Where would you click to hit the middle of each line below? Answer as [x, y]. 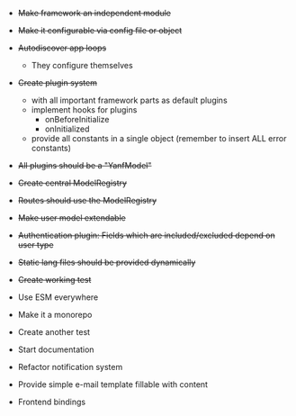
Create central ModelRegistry [72, 183]
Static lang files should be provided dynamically [107, 262]
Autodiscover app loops [62, 48]
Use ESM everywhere [58, 297]
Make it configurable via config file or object [100, 30]
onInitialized [67, 129]
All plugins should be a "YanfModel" [85, 165]
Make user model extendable [72, 218]
